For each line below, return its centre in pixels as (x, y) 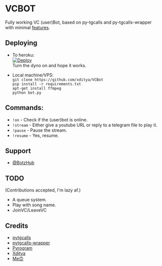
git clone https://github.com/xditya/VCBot (58, 79)
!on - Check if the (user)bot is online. (50, 119)
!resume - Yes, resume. (36, 135)
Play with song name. (34, 205)
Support (18, 151)
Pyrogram (22, 248)
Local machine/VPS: (33, 75)
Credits (17, 226)
